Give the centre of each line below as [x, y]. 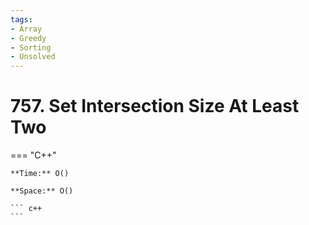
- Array [26, 29]
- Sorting [31, 47]
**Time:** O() [40, 174]
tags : [21, 19]
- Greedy [28, 38]
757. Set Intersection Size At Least [155, 106]
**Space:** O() [42, 191]
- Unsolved [33, 57]
